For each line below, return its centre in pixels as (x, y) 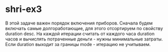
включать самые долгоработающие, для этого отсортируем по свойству (84, 28)
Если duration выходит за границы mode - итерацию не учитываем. (78, 44)
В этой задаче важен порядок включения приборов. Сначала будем (79, 23)
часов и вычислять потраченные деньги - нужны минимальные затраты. (84, 39)
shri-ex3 (23, 9)
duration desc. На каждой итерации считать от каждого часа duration (80, 33)
